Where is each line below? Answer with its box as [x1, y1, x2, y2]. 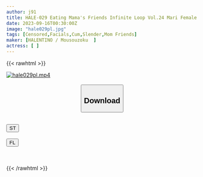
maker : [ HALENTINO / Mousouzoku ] [6, 37, 97, 43]
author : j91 [6, 9, 36, 15]
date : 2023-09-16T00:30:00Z [6, 20, 78, 26]
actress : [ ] [6, 43, 40, 49]
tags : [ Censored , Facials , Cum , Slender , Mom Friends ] [6, 32, 137, 38]
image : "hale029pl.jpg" [6, 26, 67, 32]
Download [84, 95, 120, 105]
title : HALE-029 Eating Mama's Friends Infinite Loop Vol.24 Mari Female [6, 15, 198, 21]
